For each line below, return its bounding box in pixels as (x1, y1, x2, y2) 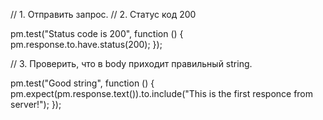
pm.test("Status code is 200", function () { (10, 28, 184, 39)
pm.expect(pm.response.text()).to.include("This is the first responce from (10, 88, 314, 99)
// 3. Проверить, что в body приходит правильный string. (10, 58, 253, 69)
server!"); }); (10, 99, 62, 110)
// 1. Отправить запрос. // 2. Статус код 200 (10, 9, 197, 20)
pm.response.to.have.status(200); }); (10, 39, 163, 50)
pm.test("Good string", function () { (10, 77, 155, 89)
